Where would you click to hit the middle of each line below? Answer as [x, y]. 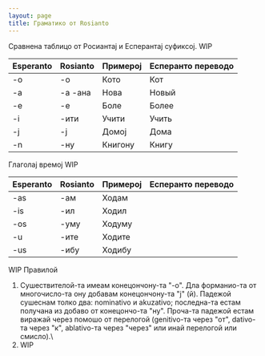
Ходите [116, 237]
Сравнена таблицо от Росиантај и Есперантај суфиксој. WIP [110, 46]
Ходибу [117, 249]
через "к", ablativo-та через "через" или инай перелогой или [133, 328]
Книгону [118, 144]
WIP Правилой [33, 269]
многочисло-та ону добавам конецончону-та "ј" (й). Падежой [126, 293]
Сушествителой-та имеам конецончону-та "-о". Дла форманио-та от [138, 285]
